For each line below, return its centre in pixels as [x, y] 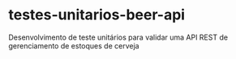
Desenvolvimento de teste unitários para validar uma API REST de [118, 37]
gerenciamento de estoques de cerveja [74, 45]
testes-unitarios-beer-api [97, 15]
